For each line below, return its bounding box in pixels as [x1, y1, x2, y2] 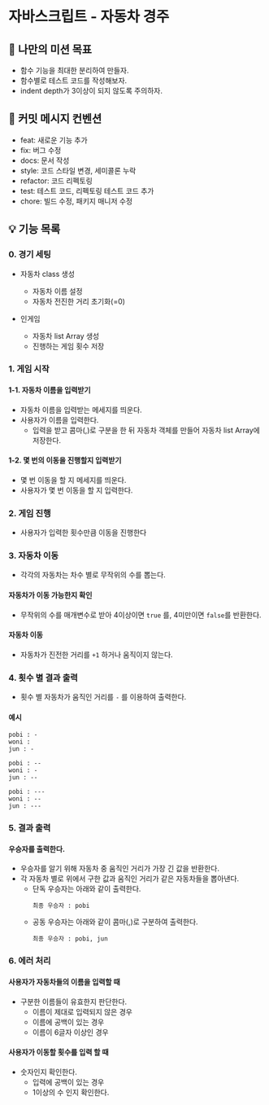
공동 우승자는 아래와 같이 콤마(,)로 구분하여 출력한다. [32, 917, 198, 927]
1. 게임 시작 [8, 363, 50, 375]
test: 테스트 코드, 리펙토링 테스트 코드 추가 [20, 186, 154, 195]
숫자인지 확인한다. [20, 1067, 77, 1076]
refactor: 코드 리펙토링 [20, 176, 93, 186]
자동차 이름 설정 [32, 286, 83, 296]
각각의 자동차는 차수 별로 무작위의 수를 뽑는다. [20, 570, 167, 580]
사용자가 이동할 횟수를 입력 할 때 [8, 1047, 109, 1057]
